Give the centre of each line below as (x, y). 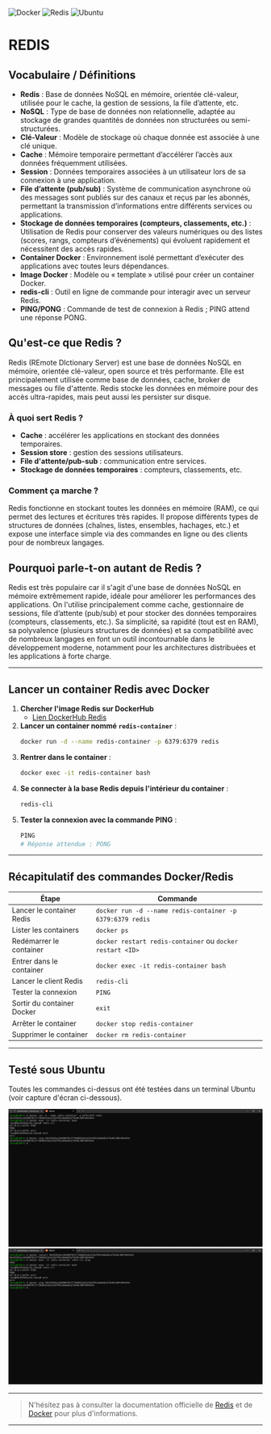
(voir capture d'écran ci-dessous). (65, 1098)
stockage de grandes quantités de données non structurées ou (125, 120)
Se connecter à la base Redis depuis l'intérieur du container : (124, 788)
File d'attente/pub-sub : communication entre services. (113, 462)
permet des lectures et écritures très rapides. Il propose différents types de (133, 517)
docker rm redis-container (141, 1035)
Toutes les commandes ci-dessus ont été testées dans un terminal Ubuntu (132, 1089)
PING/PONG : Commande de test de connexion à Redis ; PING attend (135, 309)
